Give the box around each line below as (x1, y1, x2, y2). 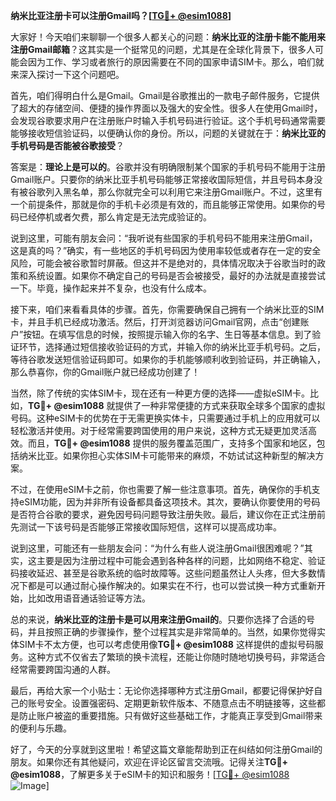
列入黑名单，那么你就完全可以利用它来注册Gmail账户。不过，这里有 (44, 186, 323, 198)
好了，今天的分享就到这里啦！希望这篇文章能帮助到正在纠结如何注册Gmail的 (10, 744, 323, 755)
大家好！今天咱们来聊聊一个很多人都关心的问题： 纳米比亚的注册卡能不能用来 (10, 31, 326, 43)
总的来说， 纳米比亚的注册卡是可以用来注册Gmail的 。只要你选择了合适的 (10, 614, 307, 625)
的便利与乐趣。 (10, 722, 72, 734)
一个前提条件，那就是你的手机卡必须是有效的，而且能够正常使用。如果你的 (10, 199, 317, 210)
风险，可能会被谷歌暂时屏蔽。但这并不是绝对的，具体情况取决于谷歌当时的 (10, 257, 317, 269)
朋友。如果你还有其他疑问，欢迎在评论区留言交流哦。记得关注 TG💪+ (10, 756, 289, 768)
